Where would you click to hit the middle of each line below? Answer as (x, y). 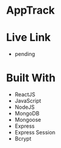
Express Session (35, 133)
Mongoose (28, 120)
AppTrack (30, 10)
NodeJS (25, 107)
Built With (31, 78)
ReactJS (25, 95)
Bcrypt (23, 139)
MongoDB (27, 114)
